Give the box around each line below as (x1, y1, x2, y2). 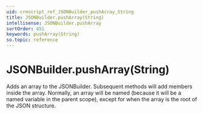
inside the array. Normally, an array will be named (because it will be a (6, 89, 182, 97)
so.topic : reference (6, 37, 59, 43)
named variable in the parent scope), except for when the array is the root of (6, 95, 198, 103)
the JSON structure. (6, 102, 56, 109)
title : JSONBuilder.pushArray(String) (6, 14, 104, 21)
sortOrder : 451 (6, 25, 45, 32)
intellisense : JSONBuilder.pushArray (6, 20, 102, 26)
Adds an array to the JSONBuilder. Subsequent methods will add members (6, 83, 193, 90)
